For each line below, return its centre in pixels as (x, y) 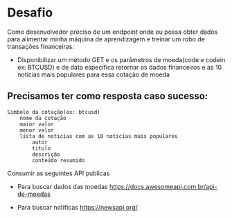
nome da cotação (43, 118)
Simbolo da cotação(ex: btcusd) (54, 112)
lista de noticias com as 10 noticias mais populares (99, 136)
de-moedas (34, 194)
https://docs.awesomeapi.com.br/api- (163, 186)
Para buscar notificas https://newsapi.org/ (78, 207)
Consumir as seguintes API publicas (59, 173)
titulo (42, 148)
